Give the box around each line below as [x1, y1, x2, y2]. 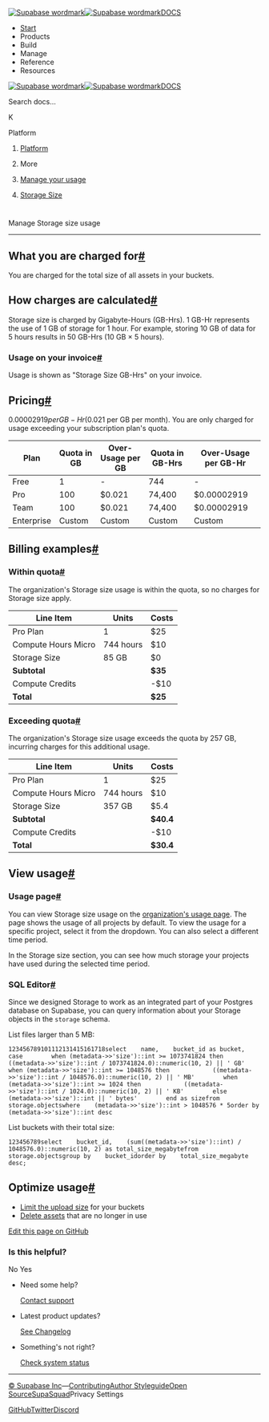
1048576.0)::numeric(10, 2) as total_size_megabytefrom [8, 1144, 199, 1153]
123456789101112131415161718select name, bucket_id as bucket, [8, 1045, 246, 1053]
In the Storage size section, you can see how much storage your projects [8, 950, 250, 960]
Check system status [19, 1358, 90, 1367]
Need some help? [19, 1280, 78, 1290]
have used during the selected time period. [8, 959, 151, 969]
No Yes [8, 1265, 32, 1274]
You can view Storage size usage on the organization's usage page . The [8, 909, 247, 919]
